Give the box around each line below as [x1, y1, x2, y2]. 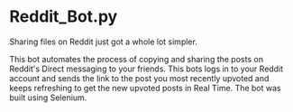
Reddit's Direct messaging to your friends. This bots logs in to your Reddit [9, 63, 284, 74]
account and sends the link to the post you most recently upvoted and [9, 72, 270, 83]
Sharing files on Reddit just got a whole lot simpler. [9, 36, 198, 47]
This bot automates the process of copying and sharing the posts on [9, 53, 264, 64]
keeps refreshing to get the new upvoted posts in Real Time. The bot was [9, 82, 281, 93]
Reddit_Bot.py [9, 6, 118, 27]
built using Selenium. [9, 92, 87, 103]
